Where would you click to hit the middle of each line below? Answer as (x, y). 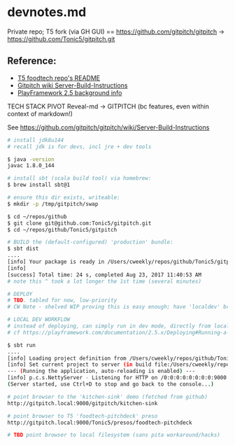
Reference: (32, 61)
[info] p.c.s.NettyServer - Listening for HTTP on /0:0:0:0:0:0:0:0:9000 (117, 378)
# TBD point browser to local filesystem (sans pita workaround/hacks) (114, 435)
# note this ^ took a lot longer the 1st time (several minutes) (104, 281)
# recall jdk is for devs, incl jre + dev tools (79, 147)
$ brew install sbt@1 (39, 185)
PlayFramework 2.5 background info (70, 92)
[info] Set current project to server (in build (79, 365)
